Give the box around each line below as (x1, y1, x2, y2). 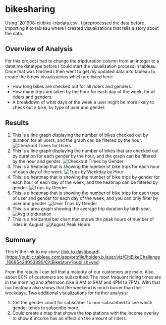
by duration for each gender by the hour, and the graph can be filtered (12, 153, 156, 159)
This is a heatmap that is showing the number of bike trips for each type (12, 190, 160, 196)
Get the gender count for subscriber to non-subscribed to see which (12, 300, 153, 306)
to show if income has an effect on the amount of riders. (12, 316, 127, 322)
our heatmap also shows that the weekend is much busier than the (5, 285, 141, 291)
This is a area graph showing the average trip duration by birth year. (12, 206, 151, 212)
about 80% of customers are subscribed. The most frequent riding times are (5, 274, 162, 280)
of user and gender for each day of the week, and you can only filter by (12, 195, 159, 201)
